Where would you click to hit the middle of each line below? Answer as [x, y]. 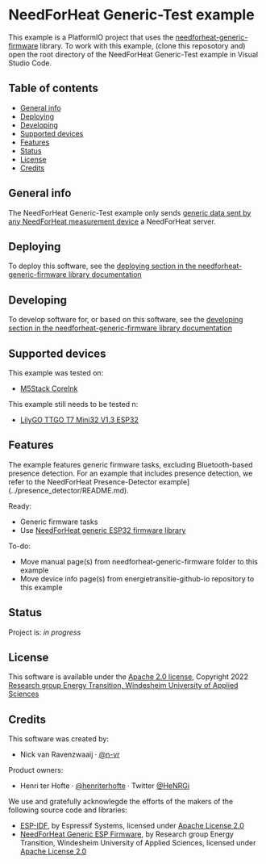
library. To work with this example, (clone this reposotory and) [143, 45]
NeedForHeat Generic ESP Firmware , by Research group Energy [127, 834]
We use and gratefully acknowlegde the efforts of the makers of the [121, 802]
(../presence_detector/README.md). [69, 490]
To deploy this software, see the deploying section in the [102, 266]
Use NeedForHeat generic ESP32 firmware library [103, 530]
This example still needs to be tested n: [73, 404]
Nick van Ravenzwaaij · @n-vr [70, 755]
